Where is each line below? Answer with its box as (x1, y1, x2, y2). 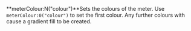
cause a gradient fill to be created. (6, 18, 92, 25)
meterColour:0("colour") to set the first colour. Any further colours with (6, 11, 186, 19)
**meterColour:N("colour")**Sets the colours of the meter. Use (6, 5, 165, 13)
